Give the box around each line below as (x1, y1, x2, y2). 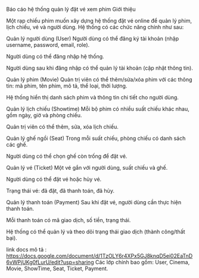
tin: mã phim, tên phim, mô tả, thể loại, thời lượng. (6, 82, 128, 89)
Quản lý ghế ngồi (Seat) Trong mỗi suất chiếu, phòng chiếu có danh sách (6, 135, 186, 142)
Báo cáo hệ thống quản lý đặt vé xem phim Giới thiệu (6, 6, 136, 13)
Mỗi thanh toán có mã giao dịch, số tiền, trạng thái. (6, 217, 131, 223)
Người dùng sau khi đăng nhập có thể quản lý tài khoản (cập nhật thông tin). (6, 64, 194, 71)
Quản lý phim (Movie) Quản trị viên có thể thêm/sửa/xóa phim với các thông (6, 76, 192, 83)
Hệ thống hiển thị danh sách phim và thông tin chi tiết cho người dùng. (6, 94, 179, 101)
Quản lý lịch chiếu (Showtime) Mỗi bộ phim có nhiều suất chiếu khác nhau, (6, 105, 189, 113)
